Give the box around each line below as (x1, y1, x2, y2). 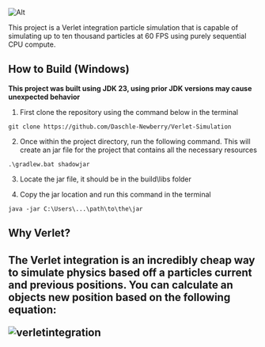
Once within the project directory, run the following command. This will (19, 136, 251, 146)
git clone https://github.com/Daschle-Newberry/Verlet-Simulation (8, 123, 232, 131)
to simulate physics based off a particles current (8, 265, 252, 279)
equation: (8, 303, 57, 316)
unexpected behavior (8, 92, 81, 101)
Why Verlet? (8, 227, 71, 240)
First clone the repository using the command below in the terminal (19, 107, 239, 116)
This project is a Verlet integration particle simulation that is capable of (8, 23, 239, 32)
